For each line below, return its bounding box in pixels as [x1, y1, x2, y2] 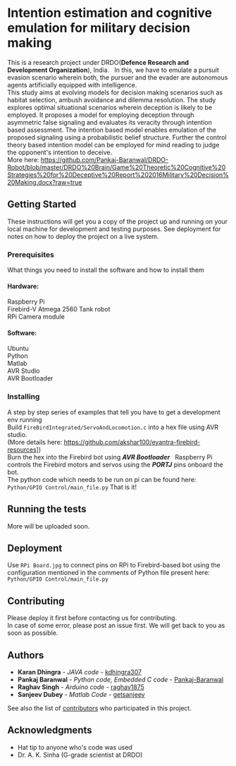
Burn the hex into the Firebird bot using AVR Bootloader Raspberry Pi [7, 452, 213, 461]
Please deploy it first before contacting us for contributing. [7, 614, 178, 622]
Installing [7, 392, 40, 402]
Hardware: [7, 282, 39, 290]
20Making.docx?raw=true [7, 178, 82, 186]
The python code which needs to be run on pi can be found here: [7, 475, 197, 483]
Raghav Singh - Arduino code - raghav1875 [17, 683, 144, 691]
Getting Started [7, 199, 77, 211]
